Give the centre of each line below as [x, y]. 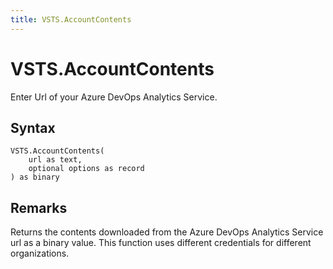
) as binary [35, 177]
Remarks [39, 207]
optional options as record [86, 169]
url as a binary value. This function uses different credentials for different [161, 243]
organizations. [40, 253]
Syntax [33, 127]
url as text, [55, 160]
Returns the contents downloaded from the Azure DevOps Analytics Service [167, 232]
